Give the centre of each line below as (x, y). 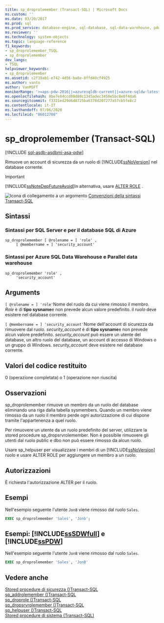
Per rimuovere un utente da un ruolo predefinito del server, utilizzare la (76, 430)
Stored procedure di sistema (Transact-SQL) (50, 616)
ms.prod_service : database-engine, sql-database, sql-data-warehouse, (78, 28)
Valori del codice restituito (46, 366)
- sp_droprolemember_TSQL (31, 51)
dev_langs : (16, 60)
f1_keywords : (18, 46)
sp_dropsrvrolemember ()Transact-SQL (45, 605)
